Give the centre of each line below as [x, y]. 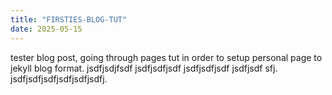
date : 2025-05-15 [46, 29]
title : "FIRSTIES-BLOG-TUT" [69, 19]
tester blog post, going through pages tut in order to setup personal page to [166, 57]
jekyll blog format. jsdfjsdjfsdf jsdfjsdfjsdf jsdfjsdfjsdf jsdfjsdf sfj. [144, 68]
